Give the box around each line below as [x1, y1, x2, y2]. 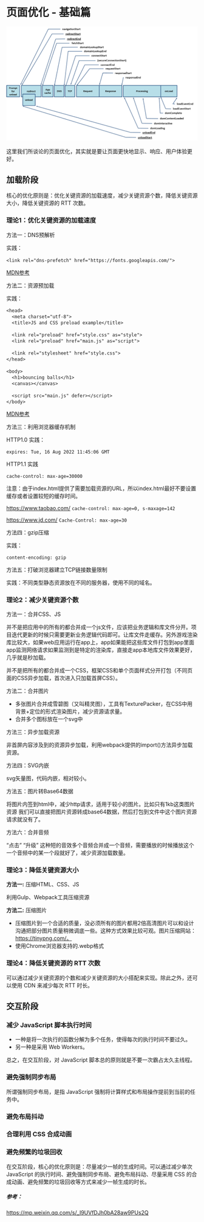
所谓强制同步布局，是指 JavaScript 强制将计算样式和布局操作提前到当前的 [6, 1088, 191, 1095]
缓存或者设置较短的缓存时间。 [6, 492, 81, 499]
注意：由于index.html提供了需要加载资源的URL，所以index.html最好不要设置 [6, 485, 196, 492]
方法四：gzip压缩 [6, 528, 50, 536]
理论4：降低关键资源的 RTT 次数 [6, 959, 101, 967]
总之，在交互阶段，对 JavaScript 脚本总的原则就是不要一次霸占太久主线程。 [6, 1056, 196, 1064]
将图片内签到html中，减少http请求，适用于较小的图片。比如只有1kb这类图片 [6, 801, 195, 808]
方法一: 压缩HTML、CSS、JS [6, 881, 80, 888]
